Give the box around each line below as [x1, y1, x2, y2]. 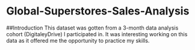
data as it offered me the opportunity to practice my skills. [6, 37, 150, 44]
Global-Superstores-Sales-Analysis [6, 4, 190, 18]
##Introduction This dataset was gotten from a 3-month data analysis [6, 24, 179, 31]
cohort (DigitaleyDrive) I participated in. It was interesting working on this [6, 30, 188, 37]
